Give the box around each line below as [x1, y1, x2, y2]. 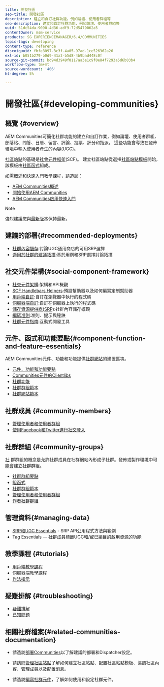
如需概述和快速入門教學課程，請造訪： [5, 173, 83, 179]
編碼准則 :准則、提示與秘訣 [12, 312, 66, 318]
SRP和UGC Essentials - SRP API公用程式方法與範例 [12, 527, 116, 533]
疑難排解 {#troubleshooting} [5, 591, 94, 600]
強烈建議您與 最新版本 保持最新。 [5, 215, 70, 222]
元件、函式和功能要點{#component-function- [5, 334, 146, 342]
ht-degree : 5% [5, 71, 34, 76]
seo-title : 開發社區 [5, 12, 44, 17]
